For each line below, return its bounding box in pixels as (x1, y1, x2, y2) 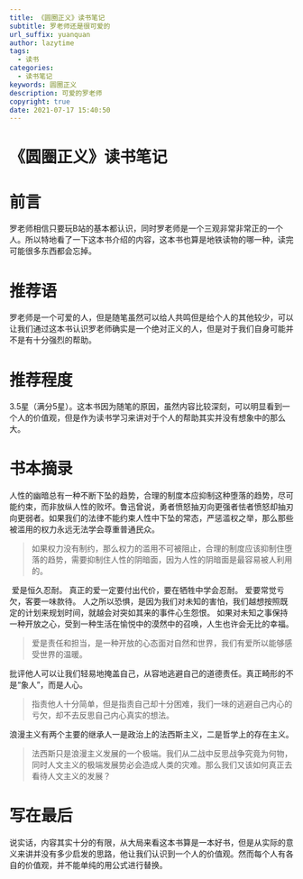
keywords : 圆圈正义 (9, 80, 78, 89)
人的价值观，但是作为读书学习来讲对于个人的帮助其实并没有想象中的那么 (16, 412, 286, 424)
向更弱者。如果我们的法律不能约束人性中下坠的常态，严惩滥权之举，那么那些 (9, 513, 294, 524)
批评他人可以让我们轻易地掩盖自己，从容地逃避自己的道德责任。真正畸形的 (9, 668, 286, 679)
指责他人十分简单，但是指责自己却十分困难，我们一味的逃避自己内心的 (31, 699, 293, 710)
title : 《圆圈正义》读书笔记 (9, 13, 106, 23)
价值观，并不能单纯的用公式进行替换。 (24, 860, 168, 871)
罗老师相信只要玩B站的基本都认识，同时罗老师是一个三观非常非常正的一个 (9, 223, 284, 234)
